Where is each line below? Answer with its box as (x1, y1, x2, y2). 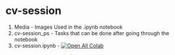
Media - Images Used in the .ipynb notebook (14, 23, 123, 30)
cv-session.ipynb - (14, 42, 60, 49)
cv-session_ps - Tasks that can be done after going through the (14, 29, 170, 36)
